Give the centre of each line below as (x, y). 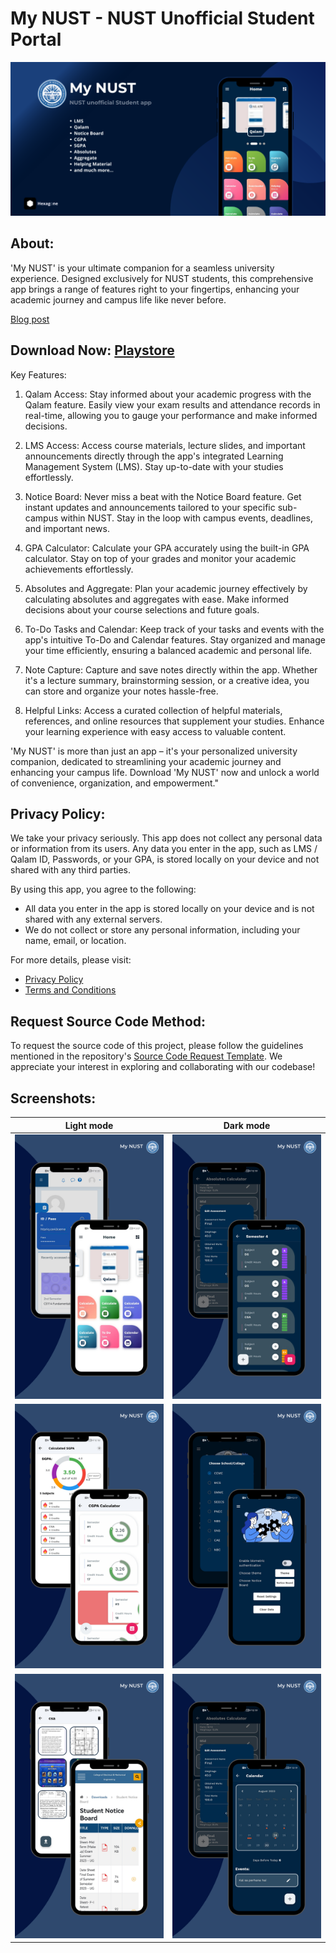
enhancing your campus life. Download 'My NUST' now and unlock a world (165, 772)
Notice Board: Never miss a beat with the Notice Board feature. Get (163, 496)
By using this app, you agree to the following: (103, 889)
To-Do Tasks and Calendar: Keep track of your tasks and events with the (174, 629)
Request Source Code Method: (108, 1021)
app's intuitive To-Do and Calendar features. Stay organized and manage (175, 639)
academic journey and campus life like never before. (118, 299)
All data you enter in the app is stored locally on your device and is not (169, 909)
